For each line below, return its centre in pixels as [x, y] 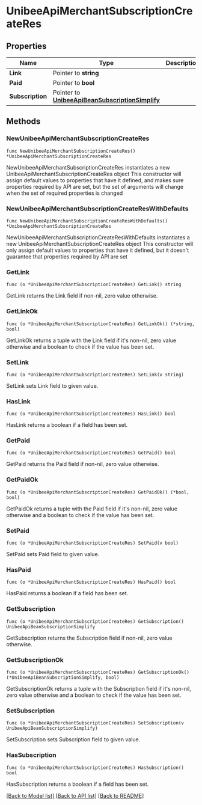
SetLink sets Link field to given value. [52, 385]
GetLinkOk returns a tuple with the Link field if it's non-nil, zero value [91, 340]
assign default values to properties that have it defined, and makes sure [95, 180]
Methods [23, 121]
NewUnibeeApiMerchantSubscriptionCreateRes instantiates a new [88, 167]
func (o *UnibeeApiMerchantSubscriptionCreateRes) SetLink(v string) [95, 375]
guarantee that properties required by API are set [67, 256]
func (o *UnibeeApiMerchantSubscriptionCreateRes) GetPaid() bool [91, 453]
